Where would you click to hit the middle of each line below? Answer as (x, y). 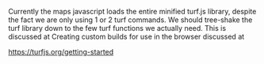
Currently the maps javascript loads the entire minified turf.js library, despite (132, 11)
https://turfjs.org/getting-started (61, 52)
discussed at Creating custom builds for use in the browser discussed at (126, 36)
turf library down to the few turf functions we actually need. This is (117, 28)
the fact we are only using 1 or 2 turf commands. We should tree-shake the (130, 20)
